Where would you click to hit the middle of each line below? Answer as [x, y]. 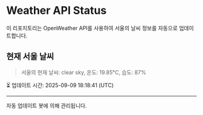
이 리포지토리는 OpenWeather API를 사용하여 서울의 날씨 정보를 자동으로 [92, 28]
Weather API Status [56, 11]
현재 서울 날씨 [30, 57]
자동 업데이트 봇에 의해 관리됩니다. [47, 105]
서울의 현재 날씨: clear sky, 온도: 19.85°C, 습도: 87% [83, 72]
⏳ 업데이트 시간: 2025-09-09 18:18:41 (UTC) [60, 85]
